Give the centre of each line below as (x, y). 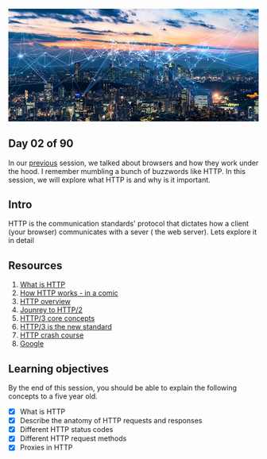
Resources (35, 266)
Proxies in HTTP (46, 447)
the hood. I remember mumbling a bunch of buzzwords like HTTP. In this (127, 171)
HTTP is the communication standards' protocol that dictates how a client (128, 224)
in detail (21, 241)
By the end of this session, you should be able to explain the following (122, 388)
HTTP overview (45, 302)
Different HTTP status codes (66, 430)
